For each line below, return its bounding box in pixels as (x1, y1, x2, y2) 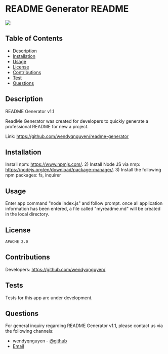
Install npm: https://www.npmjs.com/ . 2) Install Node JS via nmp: (5, 161, 141, 167)
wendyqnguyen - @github (12, 338, 67, 344)
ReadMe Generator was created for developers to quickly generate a (5, 118, 148, 124)
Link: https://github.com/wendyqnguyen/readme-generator (5, 133, 129, 139)
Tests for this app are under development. (5, 295, 93, 301)
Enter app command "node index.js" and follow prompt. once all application (5, 200, 163, 206)
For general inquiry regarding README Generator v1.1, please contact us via (5, 323, 163, 329)
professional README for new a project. (5, 123, 89, 129)
